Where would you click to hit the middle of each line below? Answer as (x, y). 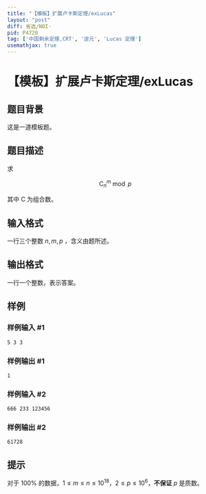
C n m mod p (115, 184)
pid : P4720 (23, 33)
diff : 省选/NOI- (29, 26)
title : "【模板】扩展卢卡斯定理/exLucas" (61, 13)
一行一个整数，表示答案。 (43, 282)
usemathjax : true (32, 45)
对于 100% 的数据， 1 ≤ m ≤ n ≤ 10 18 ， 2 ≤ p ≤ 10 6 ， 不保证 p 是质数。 (105, 482)
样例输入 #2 (27, 394)
